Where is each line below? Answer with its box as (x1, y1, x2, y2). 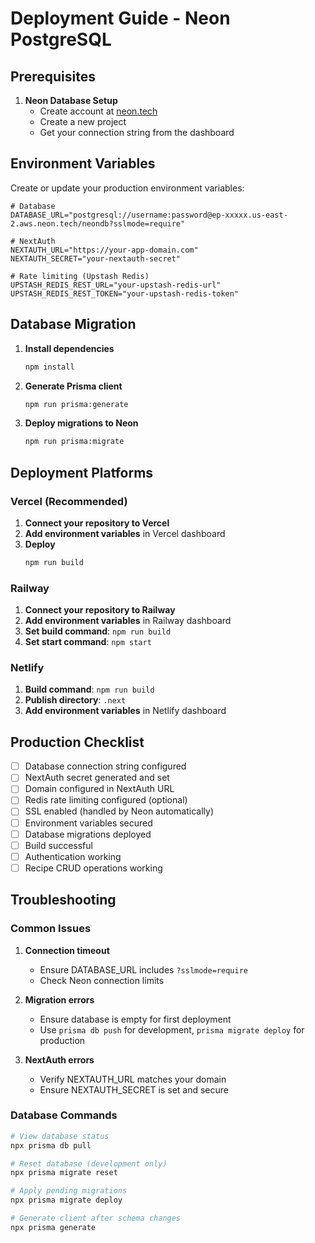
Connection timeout (24, 944, 110, 956)
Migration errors (24, 993, 95, 1006)
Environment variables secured (24, 817, 153, 829)
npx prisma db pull (10, 1140, 92, 1151)
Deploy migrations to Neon (24, 417, 139, 429)
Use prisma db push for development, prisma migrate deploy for (39, 1023, 305, 1036)
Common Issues (10, 922, 92, 936)
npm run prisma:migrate (24, 437, 125, 447)
